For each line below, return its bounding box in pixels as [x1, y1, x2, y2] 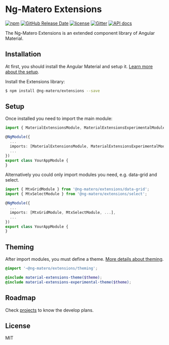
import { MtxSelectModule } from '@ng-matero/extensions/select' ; [5, 192, 147, 197]
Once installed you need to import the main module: [5, 116, 113, 122]
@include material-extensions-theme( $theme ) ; [5, 275, 102, 280]
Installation [5, 50, 41, 59]
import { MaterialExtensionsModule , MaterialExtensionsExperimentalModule [5, 125, 165, 131]
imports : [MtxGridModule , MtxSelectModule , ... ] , [10, 210, 116, 215]
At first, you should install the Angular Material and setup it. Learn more [5, 63, 153, 69]
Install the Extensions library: [5, 78, 65, 84]
